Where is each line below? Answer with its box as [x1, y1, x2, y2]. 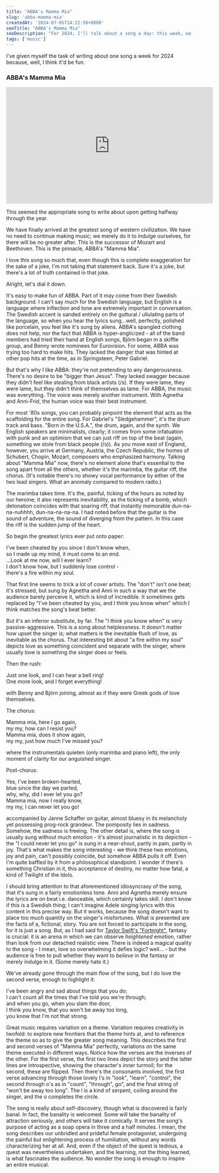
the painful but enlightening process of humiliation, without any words [6, 1136, 176, 1143]
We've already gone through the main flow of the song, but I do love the [6, 970, 181, 977]
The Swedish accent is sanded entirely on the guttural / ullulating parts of [6, 311, 185, 318]
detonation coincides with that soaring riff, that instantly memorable [6, 502, 171, 509]
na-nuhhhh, [6, 509, 35, 516]
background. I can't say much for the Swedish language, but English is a [6, 298, 182, 305]
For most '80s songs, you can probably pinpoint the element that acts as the [6, 409, 192, 416]
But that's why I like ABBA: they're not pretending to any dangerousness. [6, 366, 183, 373]
